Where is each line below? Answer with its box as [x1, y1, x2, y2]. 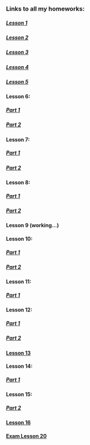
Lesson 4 [6, 63, 29, 70]
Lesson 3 [6, 49, 29, 56]
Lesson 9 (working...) [6, 222, 59, 229]
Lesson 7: [6, 136, 30, 143]
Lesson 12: [6, 306, 33, 313]
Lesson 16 [6, 419, 31, 426]
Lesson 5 [6, 78, 29, 85]
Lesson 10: [6, 235, 33, 242]
